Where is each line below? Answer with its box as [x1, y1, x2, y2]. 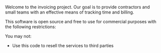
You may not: [5, 34, 32, 39]
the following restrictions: [5, 24, 56, 30]
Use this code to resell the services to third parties [12, 43, 114, 48]
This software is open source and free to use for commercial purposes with [5, 19, 157, 24]
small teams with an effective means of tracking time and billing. [5, 9, 134, 15]
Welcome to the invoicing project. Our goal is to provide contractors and [5, 4, 150, 10]
